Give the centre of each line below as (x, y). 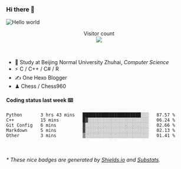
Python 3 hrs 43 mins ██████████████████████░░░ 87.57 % (91, 115)
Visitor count (99, 34)
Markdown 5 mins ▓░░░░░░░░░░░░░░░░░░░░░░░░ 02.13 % (91, 130)
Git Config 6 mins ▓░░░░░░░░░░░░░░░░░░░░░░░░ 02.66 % (91, 125)
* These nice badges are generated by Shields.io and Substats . (83, 160)
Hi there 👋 (21, 9)
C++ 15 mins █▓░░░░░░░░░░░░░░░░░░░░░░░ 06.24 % (91, 120)
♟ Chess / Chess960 (40, 86)
